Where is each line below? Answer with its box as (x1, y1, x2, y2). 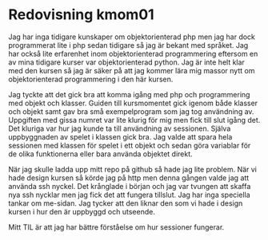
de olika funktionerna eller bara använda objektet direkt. (8, 149, 194, 159)
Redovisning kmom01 (8, 6, 154, 24)
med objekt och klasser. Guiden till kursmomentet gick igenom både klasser (8, 98, 258, 108)
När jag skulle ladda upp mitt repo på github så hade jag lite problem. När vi (8, 164, 258, 174)
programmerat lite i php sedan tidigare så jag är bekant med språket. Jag (8, 40, 249, 49)
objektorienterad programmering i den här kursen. (8, 74, 174, 84)
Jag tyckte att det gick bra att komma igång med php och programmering (8, 89, 250, 99)
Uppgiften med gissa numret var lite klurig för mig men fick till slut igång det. (8, 115, 261, 124)
